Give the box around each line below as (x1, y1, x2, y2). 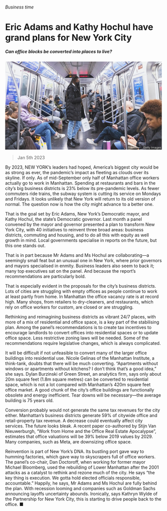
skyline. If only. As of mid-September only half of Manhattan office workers (5, 175, 160, 181)
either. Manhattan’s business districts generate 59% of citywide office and (5, 412, 158, 418)
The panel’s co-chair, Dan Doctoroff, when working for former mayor (5, 459, 146, 465)
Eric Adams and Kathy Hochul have (5, 21, 154, 32)
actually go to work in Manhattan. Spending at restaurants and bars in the (5, 180, 156, 186)
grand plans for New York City (5, 32, 132, 43)
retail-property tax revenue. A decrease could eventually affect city (5, 418, 143, 424)
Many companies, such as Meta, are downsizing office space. (5, 439, 132, 445)
